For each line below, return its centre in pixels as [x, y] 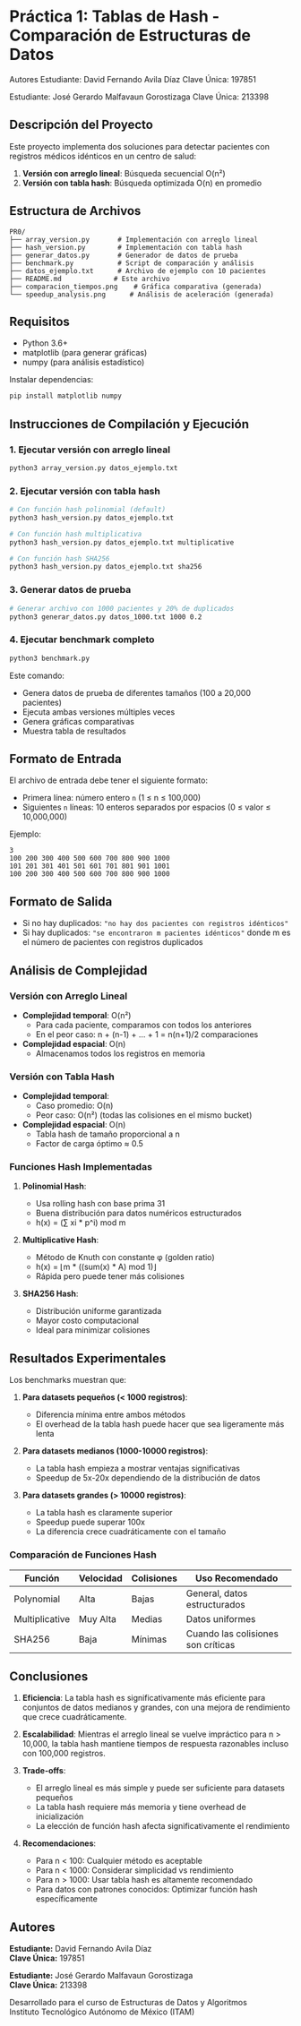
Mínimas [149, 1639]
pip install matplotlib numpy [66, 396]
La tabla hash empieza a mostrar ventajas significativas [138, 1468]
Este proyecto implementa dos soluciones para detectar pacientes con [140, 146]
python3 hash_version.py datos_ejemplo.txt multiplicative [122, 542]
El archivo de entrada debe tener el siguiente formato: [109, 780]
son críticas [211, 1644]
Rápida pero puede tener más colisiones [110, 1276]
